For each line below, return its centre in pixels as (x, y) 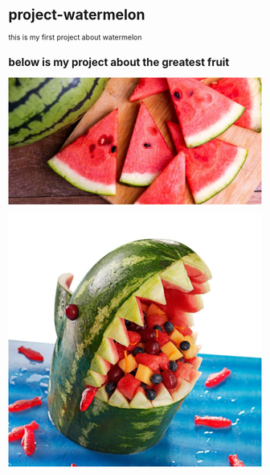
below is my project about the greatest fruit (119, 62)
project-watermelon (77, 15)
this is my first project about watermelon (75, 37)
